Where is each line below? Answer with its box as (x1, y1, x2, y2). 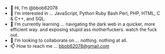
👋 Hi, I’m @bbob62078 (10, 5, 58, 11)
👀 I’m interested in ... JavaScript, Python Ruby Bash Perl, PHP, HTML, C (10, 10, 160, 16)
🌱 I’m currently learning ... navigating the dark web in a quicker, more (10, 21, 156, 27)
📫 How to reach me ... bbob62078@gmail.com (10, 43, 110, 49)
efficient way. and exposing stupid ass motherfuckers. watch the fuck (10, 26, 157, 33)
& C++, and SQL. (10, 16, 46, 21)
